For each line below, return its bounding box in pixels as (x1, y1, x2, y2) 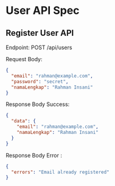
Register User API (5, 28, 74, 38)
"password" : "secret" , (11, 78, 69, 85)
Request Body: (5, 56, 43, 62)
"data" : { (11, 118, 36, 124)
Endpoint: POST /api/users (5, 44, 72, 51)
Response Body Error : (5, 151, 62, 159)
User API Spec (5, 4, 80, 18)
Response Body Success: (5, 101, 70, 108)
